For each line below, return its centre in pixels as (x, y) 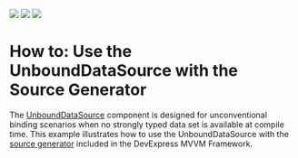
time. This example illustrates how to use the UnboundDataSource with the (149, 134)
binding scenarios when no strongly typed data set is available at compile (147, 124)
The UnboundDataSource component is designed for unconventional (139, 115)
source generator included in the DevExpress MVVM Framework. (131, 144)
